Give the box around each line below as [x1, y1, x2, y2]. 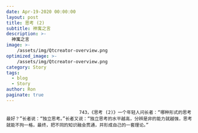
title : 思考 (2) [6, 20, 45, 26]
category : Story [6, 64, 47, 70]
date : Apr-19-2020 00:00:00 [6, 8, 76, 15]
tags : [6, 70, 20, 76]
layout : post [6, 14, 39, 20]
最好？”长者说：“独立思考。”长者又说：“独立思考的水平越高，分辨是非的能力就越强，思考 [6, 116, 193, 122]
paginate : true [6, 92, 44, 98]
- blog [11, 75, 28, 81]
